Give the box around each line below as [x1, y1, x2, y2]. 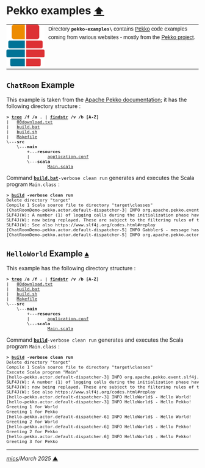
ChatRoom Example [6, 80, 75, 90]
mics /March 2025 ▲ [6, 455, 59, 463]
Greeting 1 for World [6, 404, 58, 410]
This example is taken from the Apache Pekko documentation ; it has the [6, 96, 187, 104]
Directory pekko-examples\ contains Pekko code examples [48, 25, 188, 32]
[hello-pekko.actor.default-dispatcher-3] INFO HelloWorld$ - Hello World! [6, 394, 192, 400]
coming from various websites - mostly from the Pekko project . [48, 34, 196, 41]
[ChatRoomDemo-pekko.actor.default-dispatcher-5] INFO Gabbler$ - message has [6, 227, 200, 233]
